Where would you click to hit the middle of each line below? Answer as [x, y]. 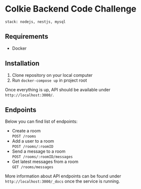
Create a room [26, 131]
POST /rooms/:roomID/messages [42, 157]
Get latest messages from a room [45, 162]
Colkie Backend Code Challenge [71, 9]
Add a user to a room [33, 141]
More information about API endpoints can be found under [63, 176]
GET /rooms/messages [33, 167]
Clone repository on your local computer [52, 75]
